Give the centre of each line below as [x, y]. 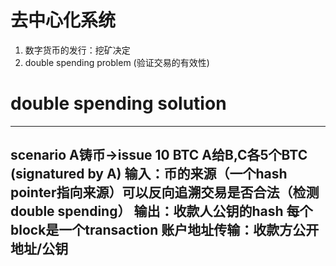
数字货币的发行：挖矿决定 [77, 50]
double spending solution [118, 103]
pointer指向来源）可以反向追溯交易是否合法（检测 [165, 192]
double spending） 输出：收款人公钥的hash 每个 [161, 211]
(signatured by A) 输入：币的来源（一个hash [149, 174]
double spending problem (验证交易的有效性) [117, 62]
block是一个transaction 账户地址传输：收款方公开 [165, 230]
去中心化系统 [63, 20]
